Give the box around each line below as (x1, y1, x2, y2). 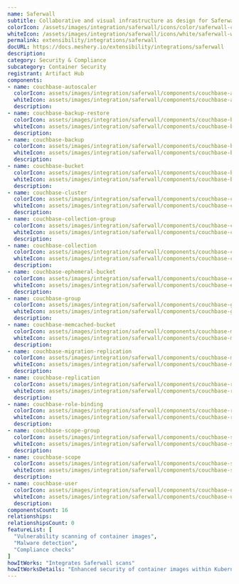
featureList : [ (7, 526, 53, 533)
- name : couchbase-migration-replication (7, 348, 132, 355)
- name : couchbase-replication (7, 374, 100, 381)
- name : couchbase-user (7, 480, 78, 487)
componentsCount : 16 (7, 506, 69, 514)
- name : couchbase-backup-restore (7, 110, 110, 117)
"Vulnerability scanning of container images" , (14, 533, 158, 540)
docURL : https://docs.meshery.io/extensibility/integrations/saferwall (7, 43, 224, 51)
